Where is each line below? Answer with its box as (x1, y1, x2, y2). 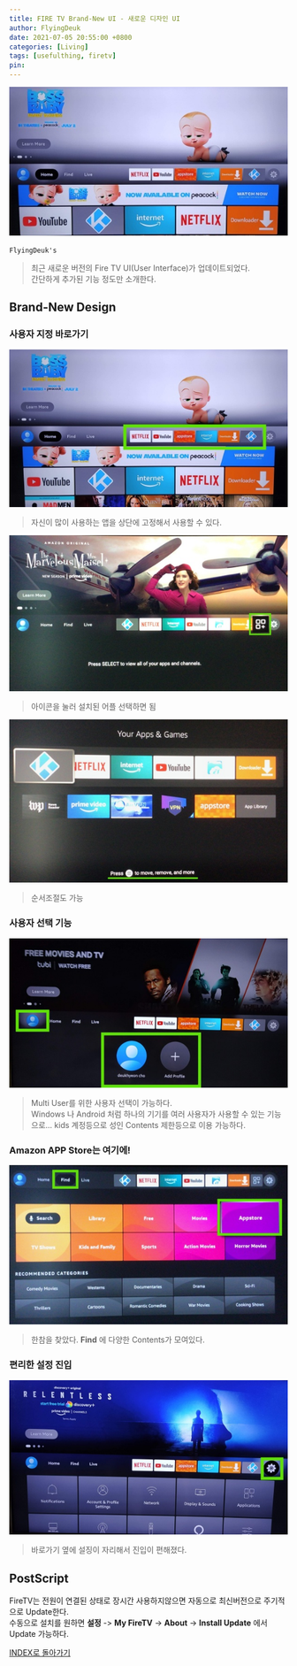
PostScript (9, 1570, 69, 1585)
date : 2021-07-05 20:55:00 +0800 (9, 33, 133, 42)
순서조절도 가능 (30, 893, 84, 903)
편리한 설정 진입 (9, 1359, 72, 1371)
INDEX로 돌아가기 (9, 1647, 71, 1658)
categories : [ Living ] (9, 42, 89, 51)
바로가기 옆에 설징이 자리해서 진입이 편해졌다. (30, 1545, 187, 1555)
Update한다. (25, 1607, 69, 1617)
